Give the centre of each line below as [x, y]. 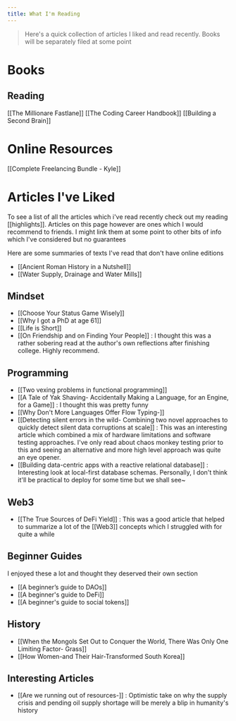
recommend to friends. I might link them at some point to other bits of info [114, 232]
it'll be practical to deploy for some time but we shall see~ [101, 480]
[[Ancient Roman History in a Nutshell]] [74, 266]
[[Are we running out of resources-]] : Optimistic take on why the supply [122, 696]
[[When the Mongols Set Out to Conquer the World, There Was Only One [123, 641]
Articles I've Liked [61, 197]
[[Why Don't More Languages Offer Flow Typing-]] [91, 412]
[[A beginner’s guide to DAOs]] [62, 587]
